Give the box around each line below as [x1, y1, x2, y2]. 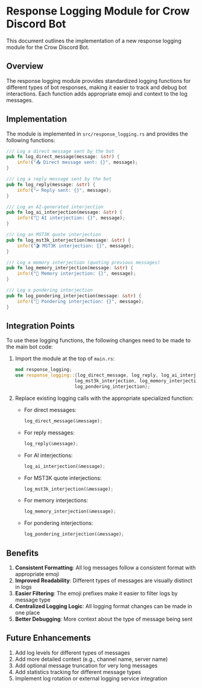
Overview [6, 61, 44, 71]
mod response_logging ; [14, 367, 72, 373]
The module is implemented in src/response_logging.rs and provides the [6, 130, 188, 137]
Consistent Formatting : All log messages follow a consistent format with [14, 564, 196, 571]
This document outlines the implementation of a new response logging [6, 37, 182, 44]
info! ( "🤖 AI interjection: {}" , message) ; [17, 215, 125, 221]
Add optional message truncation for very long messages [14, 661, 158, 669]
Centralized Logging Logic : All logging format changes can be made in [14, 602, 192, 609]
